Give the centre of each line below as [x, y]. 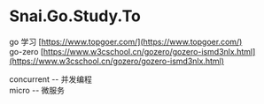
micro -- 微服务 [37, 90]
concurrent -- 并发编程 [51, 79]
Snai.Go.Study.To [75, 16]
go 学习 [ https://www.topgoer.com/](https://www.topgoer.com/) [126, 41]
